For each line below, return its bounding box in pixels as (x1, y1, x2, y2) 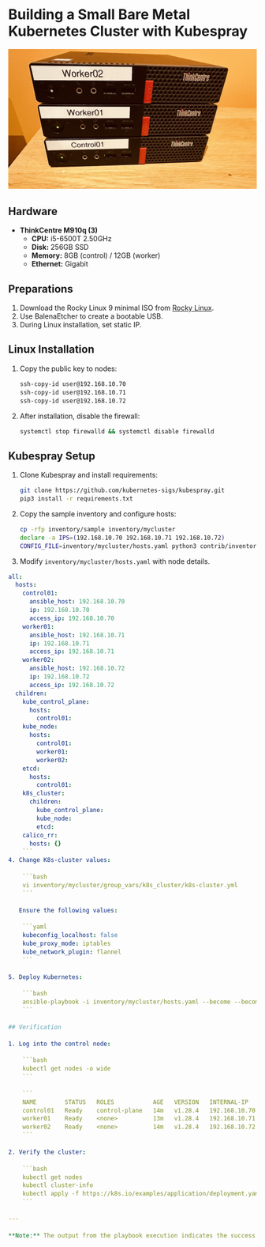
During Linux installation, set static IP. (19, 320, 142, 330)
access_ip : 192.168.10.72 (28, 681, 114, 689)
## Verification (8, 1022, 62, 1031)
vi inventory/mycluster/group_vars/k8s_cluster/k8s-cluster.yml (22, 881, 238, 889)
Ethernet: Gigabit (31, 259, 88, 269)
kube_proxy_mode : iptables (22, 939, 111, 948)
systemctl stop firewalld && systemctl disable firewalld (19, 427, 215, 436)
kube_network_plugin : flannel (22, 947, 122, 956)
